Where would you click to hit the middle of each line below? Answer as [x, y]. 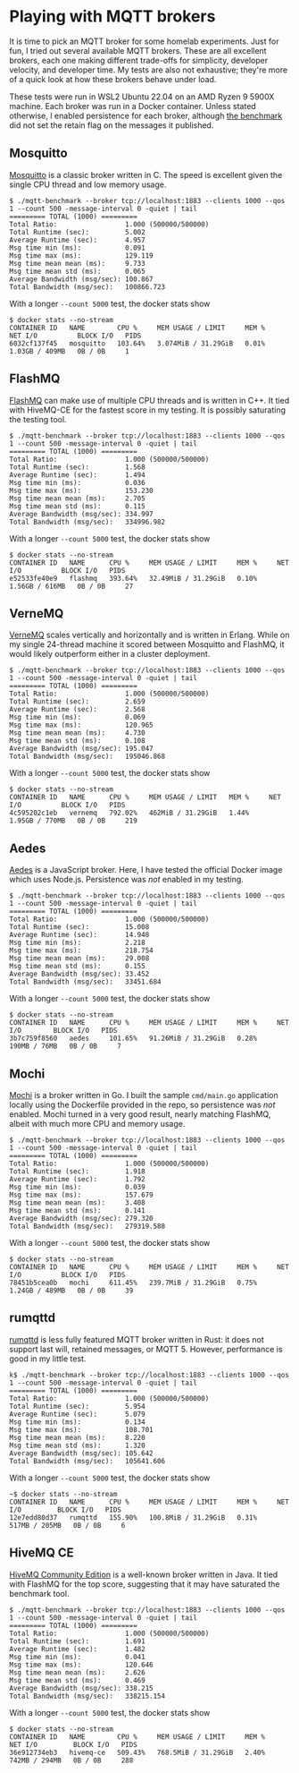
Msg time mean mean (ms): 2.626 [77, 1672]
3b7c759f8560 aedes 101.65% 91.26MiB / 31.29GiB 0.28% [133, 1039]
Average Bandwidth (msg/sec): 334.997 [81, 514]
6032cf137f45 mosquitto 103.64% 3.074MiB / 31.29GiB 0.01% [137, 343]
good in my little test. [48, 1359]
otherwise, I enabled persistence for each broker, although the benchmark [146, 115]
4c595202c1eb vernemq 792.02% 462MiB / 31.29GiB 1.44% [129, 813]
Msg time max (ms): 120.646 [81, 1665]
